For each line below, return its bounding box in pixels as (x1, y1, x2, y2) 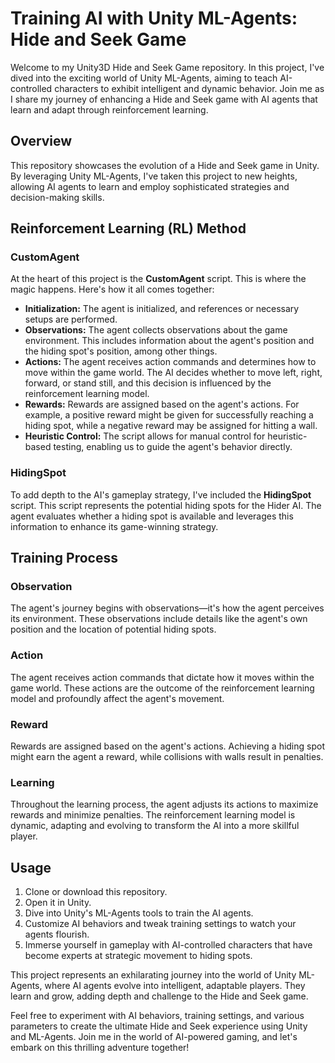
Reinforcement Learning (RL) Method (10, 220, 247, 237)
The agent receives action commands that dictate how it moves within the (10, 671, 315, 683)
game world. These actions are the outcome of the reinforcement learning (10, 682, 315, 694)
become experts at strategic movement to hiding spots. (24, 950, 253, 962)
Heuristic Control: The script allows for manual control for (24, 430, 266, 442)
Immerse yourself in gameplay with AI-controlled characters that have (24, 939, 313, 951)
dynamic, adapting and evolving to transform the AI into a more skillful (10, 820, 300, 832)
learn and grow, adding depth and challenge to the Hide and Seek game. (10, 990, 309, 1002)
